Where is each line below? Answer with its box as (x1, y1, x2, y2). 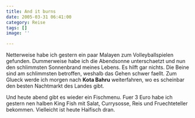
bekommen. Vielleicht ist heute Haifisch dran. (6, 106, 116, 113)
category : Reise (6, 19, 46, 25)
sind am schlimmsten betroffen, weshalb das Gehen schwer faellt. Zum (6, 70, 177, 77)
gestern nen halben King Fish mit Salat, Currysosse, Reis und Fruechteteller (6, 100, 188, 107)
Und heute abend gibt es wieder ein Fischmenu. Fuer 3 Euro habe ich (6, 94, 173, 101)
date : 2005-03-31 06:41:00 (6, 14, 72, 20)
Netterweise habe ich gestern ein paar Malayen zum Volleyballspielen (6, 51, 174, 58)
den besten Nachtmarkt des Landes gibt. (6, 82, 105, 89)
